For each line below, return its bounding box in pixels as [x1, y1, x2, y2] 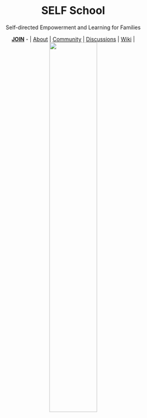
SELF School [41, 4, 106, 18]
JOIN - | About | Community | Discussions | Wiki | [11, 35, 135, 42]
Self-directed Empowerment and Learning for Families [5, 24, 141, 31]
